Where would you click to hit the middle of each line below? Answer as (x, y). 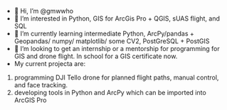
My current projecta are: (50, 64)
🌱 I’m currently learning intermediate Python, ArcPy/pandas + (104, 33)
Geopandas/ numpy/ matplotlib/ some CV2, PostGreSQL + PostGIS (112, 41)
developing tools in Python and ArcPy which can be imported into (110, 93)
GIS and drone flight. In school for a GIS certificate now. (96, 56)
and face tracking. (41, 85)
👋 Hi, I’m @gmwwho (43, 11)
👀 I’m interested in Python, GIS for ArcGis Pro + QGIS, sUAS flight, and (117, 18)
